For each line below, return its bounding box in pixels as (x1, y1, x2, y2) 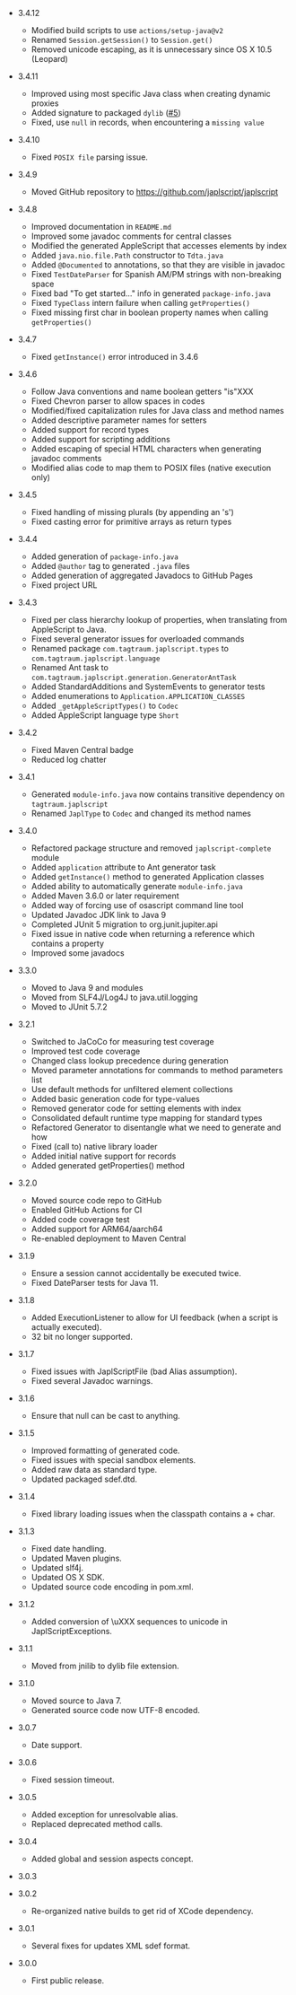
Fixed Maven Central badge (30, 745, 135, 755)
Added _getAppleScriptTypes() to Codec (30, 700, 179, 711)
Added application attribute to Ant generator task (30, 862, 217, 872)
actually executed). (30, 1322, 102, 1332)
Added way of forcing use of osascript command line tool (30, 900, 244, 910)
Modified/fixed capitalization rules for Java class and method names (30, 406, 284, 416)
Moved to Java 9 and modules (30, 983, 144, 993)
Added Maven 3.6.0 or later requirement (30, 890, 179, 901)
